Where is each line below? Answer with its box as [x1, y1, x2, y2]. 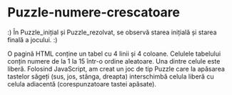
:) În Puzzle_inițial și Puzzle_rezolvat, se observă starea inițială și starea [7, 28, 217, 36]
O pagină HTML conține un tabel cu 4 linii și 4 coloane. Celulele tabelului [7, 49, 221, 58]
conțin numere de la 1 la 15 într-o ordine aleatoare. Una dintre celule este [7, 56, 221, 65]
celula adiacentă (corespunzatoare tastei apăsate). [7, 79, 157, 88]
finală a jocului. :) [7, 35, 58, 44]
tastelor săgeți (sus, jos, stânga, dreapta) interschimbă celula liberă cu [7, 72, 214, 81]
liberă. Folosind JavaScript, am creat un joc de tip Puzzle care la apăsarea [7, 64, 225, 73]
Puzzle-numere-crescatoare [7, 4, 181, 21]
